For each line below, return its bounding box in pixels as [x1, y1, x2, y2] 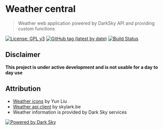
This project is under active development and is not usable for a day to [5, 64, 158, 70]
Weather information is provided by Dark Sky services [12, 109, 127, 115]
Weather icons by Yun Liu [12, 98, 67, 104]
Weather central [5, 3, 76, 15]
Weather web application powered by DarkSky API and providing [17, 20, 155, 26]
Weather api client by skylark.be [12, 103, 81, 109]
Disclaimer [5, 50, 40, 59]
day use [5, 69, 23, 76]
